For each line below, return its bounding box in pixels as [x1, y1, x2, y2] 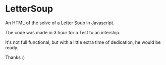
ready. [5, 44, 19, 50]
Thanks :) [5, 54, 25, 60]
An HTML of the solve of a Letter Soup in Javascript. [5, 20, 115, 26]
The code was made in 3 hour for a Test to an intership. [5, 29, 121, 35]
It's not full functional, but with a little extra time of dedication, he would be [5, 39, 161, 45]
